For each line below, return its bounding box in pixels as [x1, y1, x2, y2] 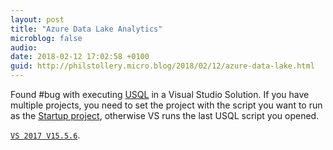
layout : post [10, 14, 65, 25]
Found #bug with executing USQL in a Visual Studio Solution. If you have [10, 89, 310, 100]
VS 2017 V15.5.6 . [10, 129, 81, 141]
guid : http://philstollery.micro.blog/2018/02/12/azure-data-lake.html [10, 61, 315, 71]
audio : [10, 42, 38, 53]
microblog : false [10, 33, 83, 43]
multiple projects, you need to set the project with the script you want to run [10, 99, 323, 111]
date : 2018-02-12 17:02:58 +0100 [10, 52, 150, 62]
